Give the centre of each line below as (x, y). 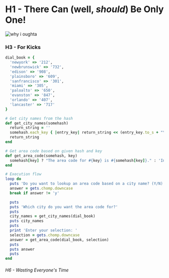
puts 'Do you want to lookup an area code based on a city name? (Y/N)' (88, 184)
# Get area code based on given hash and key (54, 151)
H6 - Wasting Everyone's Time (37, 270)
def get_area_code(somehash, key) (41, 156)
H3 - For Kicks (23, 47)
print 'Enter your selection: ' (44, 230)
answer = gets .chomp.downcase (41, 189)
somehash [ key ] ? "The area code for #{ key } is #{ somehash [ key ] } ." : (83, 160)
